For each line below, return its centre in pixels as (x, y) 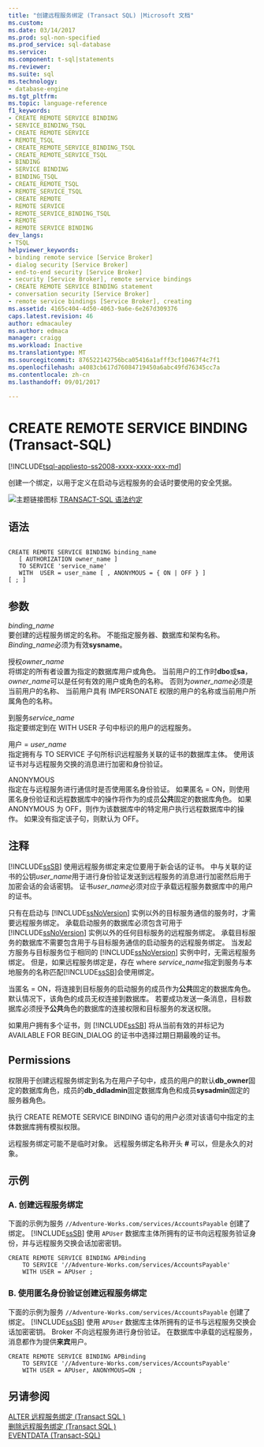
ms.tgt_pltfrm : (33, 96)
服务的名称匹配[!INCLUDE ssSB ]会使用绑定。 (87, 972)
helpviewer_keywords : (44, 250)
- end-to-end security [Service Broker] (76, 272)
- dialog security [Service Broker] (68, 265)
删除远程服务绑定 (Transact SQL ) (62, 1426)
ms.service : (28, 52)
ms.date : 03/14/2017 (42, 30)
